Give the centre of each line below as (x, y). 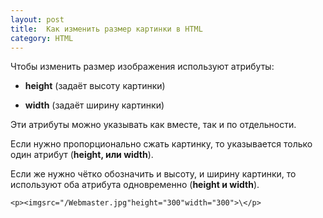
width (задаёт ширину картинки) (94, 105)
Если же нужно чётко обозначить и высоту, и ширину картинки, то (153, 174)
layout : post (37, 19)
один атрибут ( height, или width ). (82, 155)
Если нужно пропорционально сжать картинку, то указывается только (161, 144)
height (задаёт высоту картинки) (95, 86)
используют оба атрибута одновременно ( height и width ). (135, 185)
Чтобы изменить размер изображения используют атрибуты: (142, 67)
